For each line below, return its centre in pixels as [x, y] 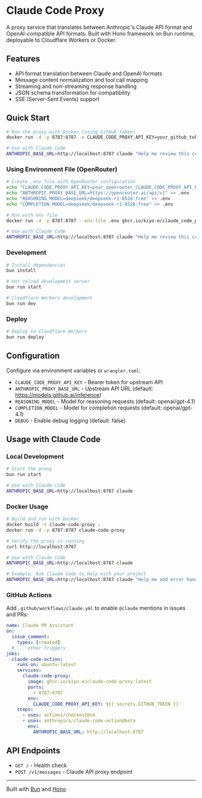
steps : [25, 709]
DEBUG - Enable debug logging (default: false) [70, 420]
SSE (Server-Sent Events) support [57, 99]
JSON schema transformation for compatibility [72, 92]
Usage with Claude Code [54, 439]
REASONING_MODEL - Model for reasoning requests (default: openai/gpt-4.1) [105, 401]
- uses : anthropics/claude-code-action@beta [79, 721]
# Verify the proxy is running [45, 541]
